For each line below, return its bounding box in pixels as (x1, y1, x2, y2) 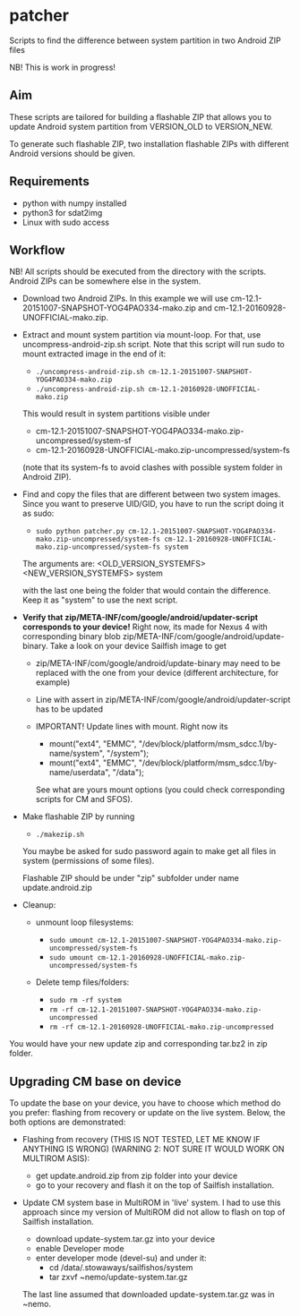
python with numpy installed (21, 198, 127, 209)
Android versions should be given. (9, 148, 136, 158)
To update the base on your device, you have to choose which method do (9, 1098, 281, 1108)
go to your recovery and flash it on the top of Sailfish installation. (35, 1180, 275, 1191)
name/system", (48, 748, 105, 759)
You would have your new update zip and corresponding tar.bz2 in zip (9, 1038, 268, 1049)
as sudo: (21, 508, 55, 519)
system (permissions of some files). (21, 856, 155, 867)
